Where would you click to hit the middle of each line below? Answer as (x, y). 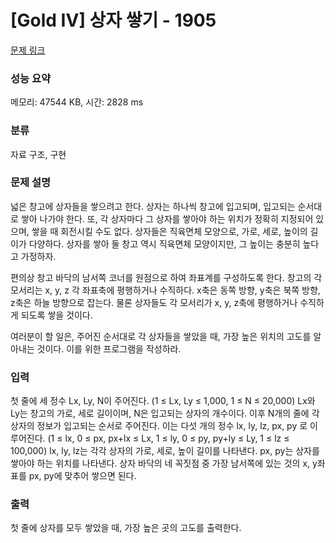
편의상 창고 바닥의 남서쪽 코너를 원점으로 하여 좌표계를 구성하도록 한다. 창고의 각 (166, 277)
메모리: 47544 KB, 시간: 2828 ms (77, 102)
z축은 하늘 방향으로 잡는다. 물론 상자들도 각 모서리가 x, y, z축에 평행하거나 (154, 302)
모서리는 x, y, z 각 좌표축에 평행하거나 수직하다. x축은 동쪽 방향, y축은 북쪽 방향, (165, 290)
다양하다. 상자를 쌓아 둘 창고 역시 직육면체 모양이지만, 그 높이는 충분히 (164, 243)
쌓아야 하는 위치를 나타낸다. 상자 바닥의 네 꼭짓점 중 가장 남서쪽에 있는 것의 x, (160, 463)
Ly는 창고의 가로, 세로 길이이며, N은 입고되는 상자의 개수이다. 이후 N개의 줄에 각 (165, 413)
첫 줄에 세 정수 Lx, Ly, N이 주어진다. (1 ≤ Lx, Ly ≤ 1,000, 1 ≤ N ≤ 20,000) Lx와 (163, 401)
